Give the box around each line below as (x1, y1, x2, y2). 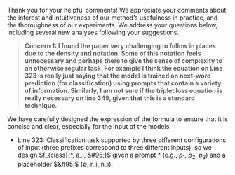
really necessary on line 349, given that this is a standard (24, 94, 195, 102)
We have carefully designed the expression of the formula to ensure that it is (7, 115, 228, 123)
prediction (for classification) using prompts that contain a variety (24, 79, 222, 87)
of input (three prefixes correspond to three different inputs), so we (17, 143, 212, 151)
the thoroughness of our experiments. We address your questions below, (7, 21, 218, 29)
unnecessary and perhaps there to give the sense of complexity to (24, 57, 223, 65)
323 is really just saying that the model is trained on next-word (24, 71, 211, 80)
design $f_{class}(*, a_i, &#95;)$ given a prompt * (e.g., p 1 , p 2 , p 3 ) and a (17, 150, 226, 160)
